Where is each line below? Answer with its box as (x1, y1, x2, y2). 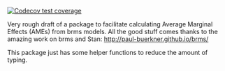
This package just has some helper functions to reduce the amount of (7, 49, 208, 56)
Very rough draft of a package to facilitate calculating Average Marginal (7, 20, 213, 28)
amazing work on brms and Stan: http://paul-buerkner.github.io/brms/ (7, 35, 209, 43)
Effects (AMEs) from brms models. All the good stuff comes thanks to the (7, 28, 218, 35)
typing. (7, 56, 28, 64)
